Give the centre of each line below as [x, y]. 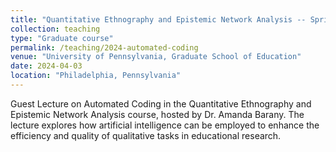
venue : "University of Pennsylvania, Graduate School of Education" [156, 57]
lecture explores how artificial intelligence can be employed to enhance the [165, 125]
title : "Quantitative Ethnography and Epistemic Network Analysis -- [158, 19]
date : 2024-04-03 [46, 66]
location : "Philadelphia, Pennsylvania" [96, 76]
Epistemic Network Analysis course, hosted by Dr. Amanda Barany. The [157, 114]
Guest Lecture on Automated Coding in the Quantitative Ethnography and [161, 103]
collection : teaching [55, 29]
